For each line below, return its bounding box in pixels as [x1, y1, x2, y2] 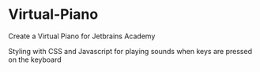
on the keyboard [8, 55, 62, 64]
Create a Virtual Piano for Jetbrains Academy [8, 31, 156, 41]
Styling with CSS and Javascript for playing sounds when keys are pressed [8, 46, 253, 56]
